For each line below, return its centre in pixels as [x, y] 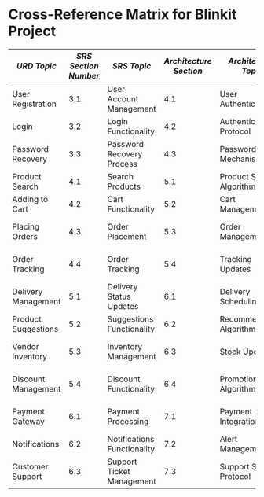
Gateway [28, 421]
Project [32, 31]
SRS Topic [132, 66]
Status [119, 296]
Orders [25, 236]
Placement [127, 236]
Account [123, 98]
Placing [26, 226]
